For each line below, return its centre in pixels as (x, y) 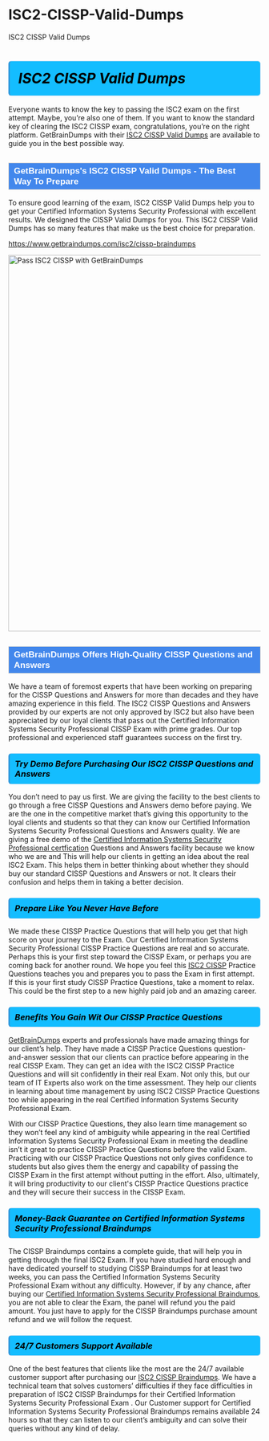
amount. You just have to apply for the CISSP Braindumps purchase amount (133, 1311)
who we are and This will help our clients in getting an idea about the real (129, 857)
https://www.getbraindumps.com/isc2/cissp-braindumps (102, 244)
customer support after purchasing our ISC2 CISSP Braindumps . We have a (132, 1377)
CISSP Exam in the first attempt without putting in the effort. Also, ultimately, (134, 1174)
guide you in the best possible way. (66, 144)
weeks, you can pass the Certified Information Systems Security (114, 1276)
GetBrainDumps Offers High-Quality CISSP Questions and (134, 654)
